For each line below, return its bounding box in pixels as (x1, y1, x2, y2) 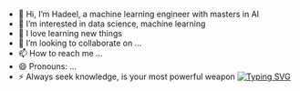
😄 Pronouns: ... (17, 61, 78, 72)
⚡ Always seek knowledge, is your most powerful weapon (17, 71, 235, 82)
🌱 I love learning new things (17, 28, 123, 38)
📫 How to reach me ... (17, 48, 103, 58)
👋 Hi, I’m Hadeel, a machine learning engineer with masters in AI (17, 9, 260, 19)
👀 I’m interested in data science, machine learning (17, 18, 206, 29)
